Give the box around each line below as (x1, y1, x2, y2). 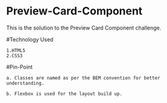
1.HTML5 (6, 47, 26, 54)
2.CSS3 (6, 52, 23, 58)
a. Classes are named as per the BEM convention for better (6, 75, 161, 81)
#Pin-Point (6, 63, 33, 70)
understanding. (6, 80, 45, 86)
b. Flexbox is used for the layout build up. (6, 90, 122, 97)
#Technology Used (6, 36, 54, 43)
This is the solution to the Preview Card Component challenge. (6, 24, 162, 31)
